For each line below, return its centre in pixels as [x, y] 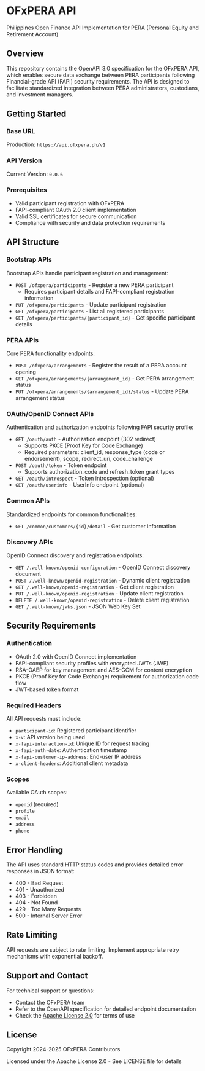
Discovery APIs [30, 542]
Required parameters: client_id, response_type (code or [95, 452]
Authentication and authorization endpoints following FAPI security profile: [100, 427]
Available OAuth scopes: [37, 793]
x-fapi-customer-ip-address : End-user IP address [78, 756]
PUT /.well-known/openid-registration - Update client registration [99, 593]
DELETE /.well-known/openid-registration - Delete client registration [102, 600]
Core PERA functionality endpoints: [50, 353]
